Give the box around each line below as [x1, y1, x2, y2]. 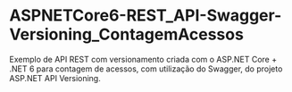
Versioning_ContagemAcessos [9, 24, 244, 45]
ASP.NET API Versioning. [9, 72, 101, 83]
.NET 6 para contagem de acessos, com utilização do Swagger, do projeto [9, 63, 283, 74]
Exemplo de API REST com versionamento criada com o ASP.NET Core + [9, 54, 278, 64]
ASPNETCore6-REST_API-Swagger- [9, 5, 282, 26]
